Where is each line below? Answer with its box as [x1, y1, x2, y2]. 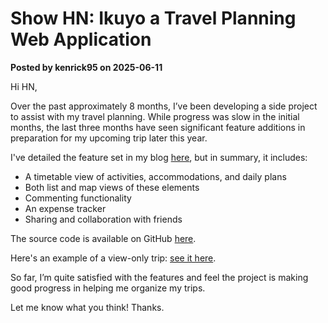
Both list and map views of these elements [24, 181, 200, 193]
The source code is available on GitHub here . [10, 232, 197, 244]
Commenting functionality [24, 192, 132, 204]
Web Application [10, 28, 152, 51]
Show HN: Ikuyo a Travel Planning [10, 7, 297, 30]
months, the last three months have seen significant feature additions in [10, 121, 306, 133]
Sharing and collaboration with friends [24, 213, 183, 225]
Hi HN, [10, 80, 38, 92]
